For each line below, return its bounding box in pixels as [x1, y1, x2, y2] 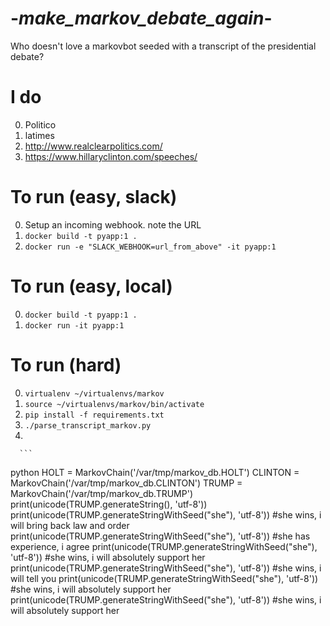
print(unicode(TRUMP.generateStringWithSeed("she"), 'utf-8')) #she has [10, 530, 311, 542]
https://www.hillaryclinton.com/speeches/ [24, 150, 198, 162]
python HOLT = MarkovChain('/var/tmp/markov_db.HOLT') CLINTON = [10, 466, 300, 478]
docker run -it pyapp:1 [24, 320, 125, 331]
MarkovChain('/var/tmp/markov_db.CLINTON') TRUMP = [10, 477, 243, 489]
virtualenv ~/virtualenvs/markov [24, 388, 165, 399]
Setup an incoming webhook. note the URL [24, 218, 202, 231]
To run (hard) [10, 353, 122, 376]
